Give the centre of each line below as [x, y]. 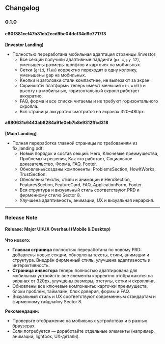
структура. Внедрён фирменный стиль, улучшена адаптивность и [81, 260]
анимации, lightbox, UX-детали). [46, 336]
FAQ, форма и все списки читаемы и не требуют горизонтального [89, 101]
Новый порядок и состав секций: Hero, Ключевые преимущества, [89, 153]
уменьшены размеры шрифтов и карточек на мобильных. [80, 64]
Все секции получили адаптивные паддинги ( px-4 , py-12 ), [80, 59]
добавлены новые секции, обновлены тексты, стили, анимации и [81, 255]
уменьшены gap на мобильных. [53, 75]
